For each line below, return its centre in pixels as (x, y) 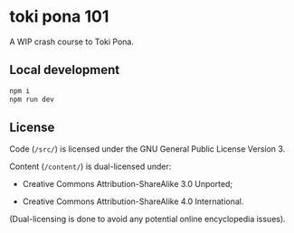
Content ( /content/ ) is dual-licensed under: (90, 167)
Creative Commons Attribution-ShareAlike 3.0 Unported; (128, 184)
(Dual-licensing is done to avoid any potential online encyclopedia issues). (148, 219)
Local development (65, 70)
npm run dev (32, 99)
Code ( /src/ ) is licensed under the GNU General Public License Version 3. (147, 149)
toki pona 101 (59, 17)
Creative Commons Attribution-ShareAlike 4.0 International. (133, 201)
